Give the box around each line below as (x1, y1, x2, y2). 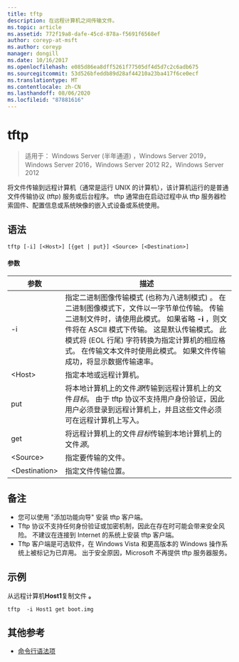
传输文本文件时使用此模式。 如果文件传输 (88, 346, 226, 356)
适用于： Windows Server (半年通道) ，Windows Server (24, 151, 188, 160)
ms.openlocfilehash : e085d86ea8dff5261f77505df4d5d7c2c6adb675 (7, 63, 199, 70)
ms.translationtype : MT (7, 76, 78, 84)
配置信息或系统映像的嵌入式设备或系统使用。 (31, 201, 164, 209)
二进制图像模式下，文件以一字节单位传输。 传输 (65, 303, 224, 313)
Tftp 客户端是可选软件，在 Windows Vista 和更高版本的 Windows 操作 (17, 539, 222, 548)
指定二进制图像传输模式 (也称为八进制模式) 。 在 (65, 293, 226, 303)
